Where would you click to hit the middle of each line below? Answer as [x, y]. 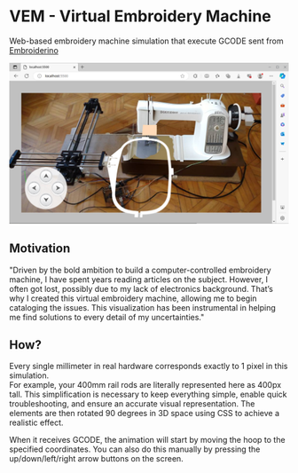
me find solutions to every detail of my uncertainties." [107, 317]
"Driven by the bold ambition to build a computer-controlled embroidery [141, 270]
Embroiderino [34, 50]
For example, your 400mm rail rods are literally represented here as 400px [145, 385]
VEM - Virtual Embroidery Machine [141, 16]
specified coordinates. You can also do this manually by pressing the [135, 449]
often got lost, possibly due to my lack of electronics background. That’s [141, 288]
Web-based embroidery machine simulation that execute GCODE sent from [146, 41]
